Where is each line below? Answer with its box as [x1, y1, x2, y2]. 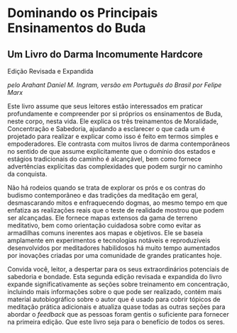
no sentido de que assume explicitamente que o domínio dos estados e [7, 147, 216, 155]
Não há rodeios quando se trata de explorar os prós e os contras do [7, 184, 206, 192]
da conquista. [7, 170, 48, 178]
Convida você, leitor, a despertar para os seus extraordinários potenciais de [7, 265, 229, 273]
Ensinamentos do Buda [7, 20, 146, 36]
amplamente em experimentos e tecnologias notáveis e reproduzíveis [7, 236, 211, 244]
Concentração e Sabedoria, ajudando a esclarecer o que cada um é [7, 125, 206, 132]
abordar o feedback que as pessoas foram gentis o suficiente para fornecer [7, 310, 229, 318]
